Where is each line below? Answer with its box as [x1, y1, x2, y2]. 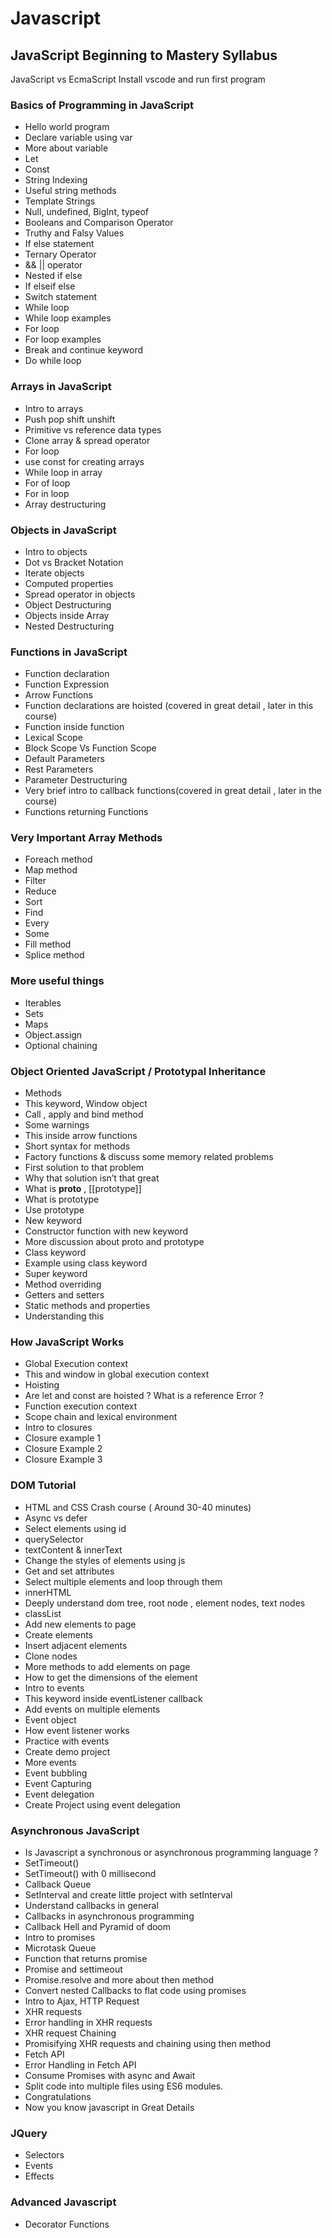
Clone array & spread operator [24, 434, 151, 446]
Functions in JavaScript [10, 645, 128, 659]
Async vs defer [24, 1512, 88, 1524]
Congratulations [24, 2090, 92, 2102]
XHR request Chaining [24, 2027, 117, 2039]
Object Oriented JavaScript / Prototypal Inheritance [10, 1064, 267, 1078]
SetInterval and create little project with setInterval [24, 1888, 233, 1901]
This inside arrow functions [24, 1130, 138, 1142]
